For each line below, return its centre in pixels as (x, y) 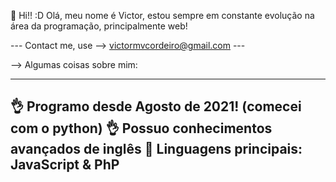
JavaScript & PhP (65, 165)
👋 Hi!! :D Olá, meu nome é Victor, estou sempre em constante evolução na (162, 15)
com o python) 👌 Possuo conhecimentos (141, 128)
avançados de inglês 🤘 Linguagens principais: (156, 149)
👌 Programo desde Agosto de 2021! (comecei (156, 106)
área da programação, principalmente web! (99, 26)
